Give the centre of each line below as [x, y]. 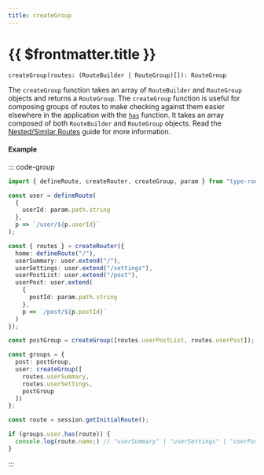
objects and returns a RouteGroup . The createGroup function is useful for [124, 98]
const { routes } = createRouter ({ [66, 246]
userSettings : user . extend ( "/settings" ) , [84, 268]
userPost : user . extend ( [54, 283]
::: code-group [31, 166]
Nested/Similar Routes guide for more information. [90, 131]
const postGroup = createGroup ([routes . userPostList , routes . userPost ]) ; [132, 341]
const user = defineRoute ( [52, 195]
